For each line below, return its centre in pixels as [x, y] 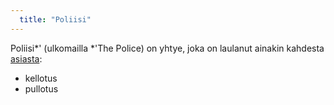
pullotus [41, 88]
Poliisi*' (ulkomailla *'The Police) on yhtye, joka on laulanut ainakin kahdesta [167, 48]
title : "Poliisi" [55, 19]
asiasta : [26, 58]
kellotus [41, 78]
